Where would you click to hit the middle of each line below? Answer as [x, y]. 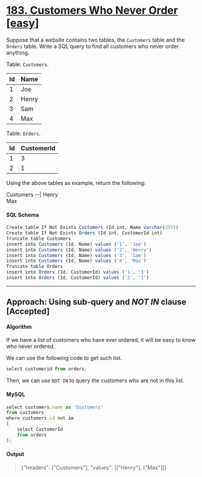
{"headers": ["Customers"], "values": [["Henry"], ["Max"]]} [94, 467]
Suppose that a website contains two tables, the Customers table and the [96, 40]
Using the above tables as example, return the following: [76, 183]
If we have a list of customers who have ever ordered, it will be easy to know [101, 340]
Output [15, 454]
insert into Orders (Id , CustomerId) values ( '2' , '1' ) [78, 278]
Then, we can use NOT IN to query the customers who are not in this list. [95, 381]
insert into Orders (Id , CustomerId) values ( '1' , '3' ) [78, 272]
